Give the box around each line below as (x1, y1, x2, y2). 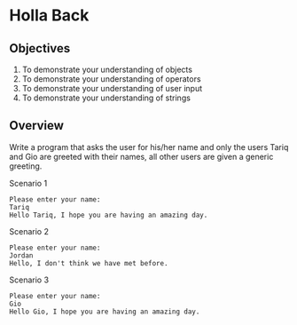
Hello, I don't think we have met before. (9, 258, 168, 267)
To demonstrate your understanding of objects (21, 64, 193, 75)
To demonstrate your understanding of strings (21, 92, 191, 103)
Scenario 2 (9, 226, 49, 236)
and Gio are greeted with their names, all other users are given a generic (9, 151, 274, 162)
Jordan (9, 250, 34, 260)
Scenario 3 (9, 274, 50, 285)
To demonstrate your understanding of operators (21, 74, 201, 84)
